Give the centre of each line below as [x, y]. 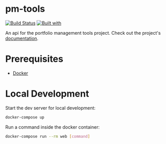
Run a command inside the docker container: [52, 127]
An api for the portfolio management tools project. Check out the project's [83, 33]
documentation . [22, 38]
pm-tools [25, 9]
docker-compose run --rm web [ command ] [48, 136]
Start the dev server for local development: [51, 108]
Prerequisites [34, 59]
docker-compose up [25, 117]
